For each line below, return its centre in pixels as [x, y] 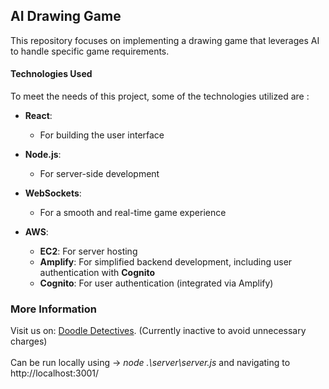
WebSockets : [53, 193]
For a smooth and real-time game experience [133, 213]
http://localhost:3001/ [55, 373]
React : [38, 116]
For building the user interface [102, 135]
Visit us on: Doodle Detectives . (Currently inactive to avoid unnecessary [158, 331]
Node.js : [43, 155]
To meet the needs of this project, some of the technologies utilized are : [160, 96]
